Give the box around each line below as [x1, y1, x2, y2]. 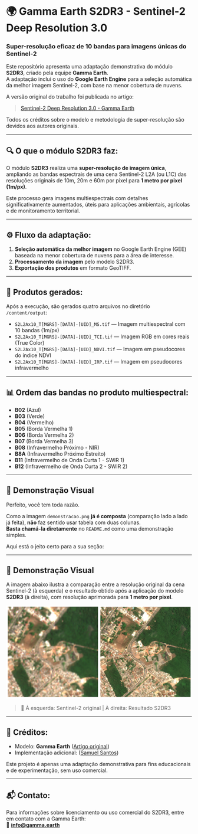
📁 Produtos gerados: [6, 287, 83, 297]
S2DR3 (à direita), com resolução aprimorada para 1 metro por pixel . [6, 594, 173, 601]
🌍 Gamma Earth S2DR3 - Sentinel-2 [6, 5, 186, 18]
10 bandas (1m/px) [14, 326, 60, 333]
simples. [6, 531, 27, 538]
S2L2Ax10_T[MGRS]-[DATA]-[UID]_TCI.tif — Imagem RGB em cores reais [14, 333, 190, 340]
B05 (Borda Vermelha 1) [14, 425, 73, 432]
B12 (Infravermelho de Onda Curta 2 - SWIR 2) [14, 463, 128, 470]
